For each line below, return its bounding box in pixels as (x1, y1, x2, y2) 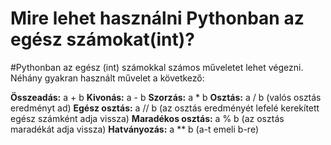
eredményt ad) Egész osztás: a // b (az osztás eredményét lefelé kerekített (10, 102, 320, 114)
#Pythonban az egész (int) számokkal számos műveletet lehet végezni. (10, 61, 304, 73)
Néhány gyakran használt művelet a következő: (10, 72, 205, 84)
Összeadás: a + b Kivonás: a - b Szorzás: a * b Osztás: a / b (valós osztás (10, 91, 322, 103)
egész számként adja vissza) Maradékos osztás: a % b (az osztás (10, 112, 285, 124)
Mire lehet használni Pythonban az (10, 7, 305, 30)
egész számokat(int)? (10, 28, 195, 51)
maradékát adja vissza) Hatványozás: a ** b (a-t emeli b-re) (10, 123, 259, 135)
